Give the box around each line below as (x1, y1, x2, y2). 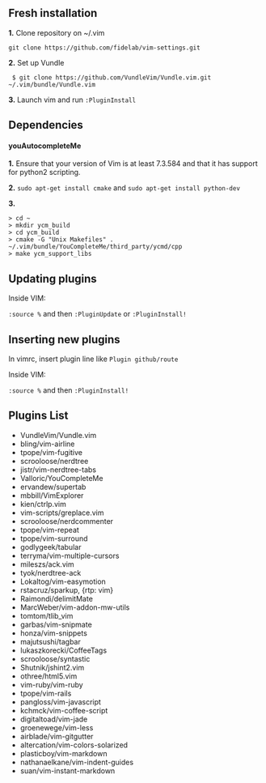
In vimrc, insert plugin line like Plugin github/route (8, 354, 179, 364)
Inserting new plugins (8, 332, 120, 347)
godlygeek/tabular (19, 542, 82, 551)
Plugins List (8, 409, 69, 423)
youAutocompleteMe (8, 141, 82, 151)
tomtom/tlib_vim (19, 611, 74, 620)
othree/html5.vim (19, 671, 78, 681)
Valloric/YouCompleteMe (19, 473, 103, 483)
